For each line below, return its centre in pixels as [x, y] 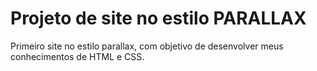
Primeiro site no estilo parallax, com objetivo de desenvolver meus [147, 46]
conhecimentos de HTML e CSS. [77, 56]
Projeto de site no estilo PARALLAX [158, 18]
